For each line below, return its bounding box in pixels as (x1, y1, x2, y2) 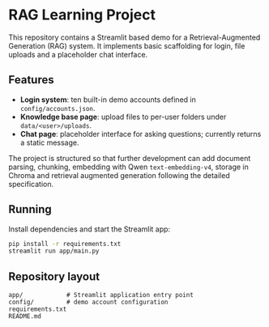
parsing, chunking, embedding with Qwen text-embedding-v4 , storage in (8, 162, 249, 172)
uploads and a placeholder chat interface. (8, 49, 148, 59)
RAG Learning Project (8, 6, 156, 24)
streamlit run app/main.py (8, 247, 100, 256)
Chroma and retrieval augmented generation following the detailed (8, 170, 230, 180)
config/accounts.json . (19, 103, 96, 113)
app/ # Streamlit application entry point (8, 291, 194, 299)
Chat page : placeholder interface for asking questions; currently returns (19, 129, 262, 138)
